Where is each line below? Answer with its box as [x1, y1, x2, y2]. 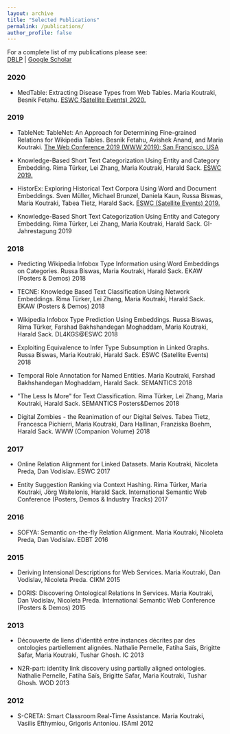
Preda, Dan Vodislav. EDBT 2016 [16, 535, 108, 543]
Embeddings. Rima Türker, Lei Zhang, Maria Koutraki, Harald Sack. [16, 295, 205, 303]
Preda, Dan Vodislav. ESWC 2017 [16, 467, 111, 475]
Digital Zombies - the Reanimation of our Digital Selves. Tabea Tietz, [16, 413, 211, 421]
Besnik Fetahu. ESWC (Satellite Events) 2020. [16, 96, 146, 104]
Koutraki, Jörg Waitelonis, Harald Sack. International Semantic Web [16, 488, 207, 496]
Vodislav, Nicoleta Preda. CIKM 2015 [16, 576, 120, 584]
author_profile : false [7, 29, 72, 36]
